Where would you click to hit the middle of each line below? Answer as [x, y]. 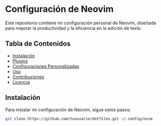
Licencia [21, 82]
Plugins [20, 61]
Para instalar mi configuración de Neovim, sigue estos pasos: [68, 110]
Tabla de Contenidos [38, 44]
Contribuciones [28, 77]
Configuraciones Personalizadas [46, 66]
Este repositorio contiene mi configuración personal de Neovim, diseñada [80, 23]
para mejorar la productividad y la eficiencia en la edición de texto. [74, 28]
